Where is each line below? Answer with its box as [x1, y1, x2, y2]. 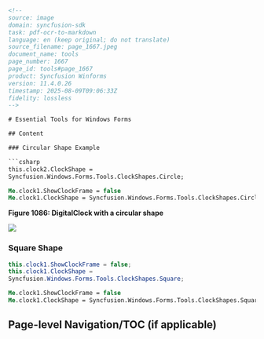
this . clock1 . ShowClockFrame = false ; [8, 261, 132, 268]
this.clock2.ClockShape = [8, 165, 93, 173]
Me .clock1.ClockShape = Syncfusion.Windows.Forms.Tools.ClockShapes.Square [8, 297, 262, 304]
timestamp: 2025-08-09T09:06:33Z [8, 86, 118, 95]
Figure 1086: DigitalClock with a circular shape [8, 208, 163, 218]
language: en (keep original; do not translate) [8, 35, 170, 44]
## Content [8, 129, 44, 138]
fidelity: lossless [8, 94, 72, 102]
